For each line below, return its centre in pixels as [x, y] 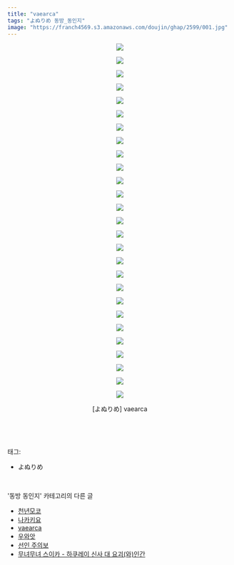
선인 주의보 [33, 545]
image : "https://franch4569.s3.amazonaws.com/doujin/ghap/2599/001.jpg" [118, 27]
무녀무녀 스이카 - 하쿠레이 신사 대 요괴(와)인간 [81, 554]
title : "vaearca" [33, 14]
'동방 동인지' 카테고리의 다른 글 [50, 496]
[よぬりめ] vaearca [120, 409]
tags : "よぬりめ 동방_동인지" [46, 21]
